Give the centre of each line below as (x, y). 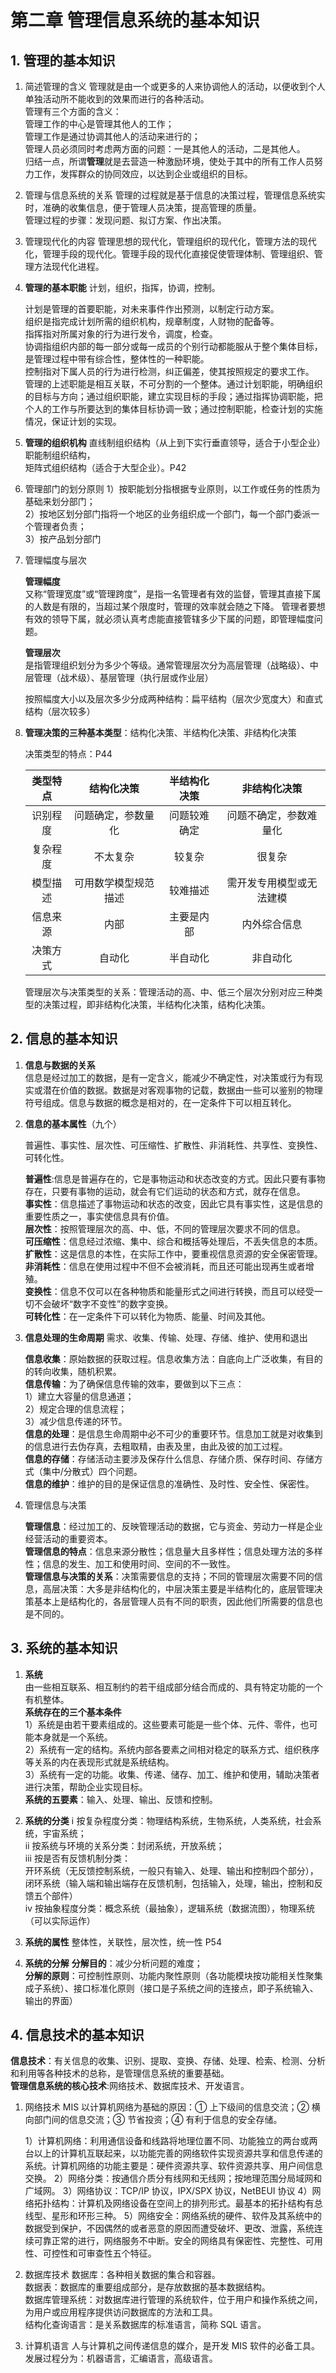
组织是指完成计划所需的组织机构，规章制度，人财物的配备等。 (152, 321)
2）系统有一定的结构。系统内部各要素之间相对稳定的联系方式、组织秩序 (172, 1749)
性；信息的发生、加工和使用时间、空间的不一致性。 (130, 1563)
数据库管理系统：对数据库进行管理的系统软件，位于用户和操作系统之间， (173, 2300)
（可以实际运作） (60, 1920)
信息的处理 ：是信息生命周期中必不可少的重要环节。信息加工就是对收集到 (173, 1433)
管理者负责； (60, 526)
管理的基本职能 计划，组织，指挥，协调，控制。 (122, 287)
